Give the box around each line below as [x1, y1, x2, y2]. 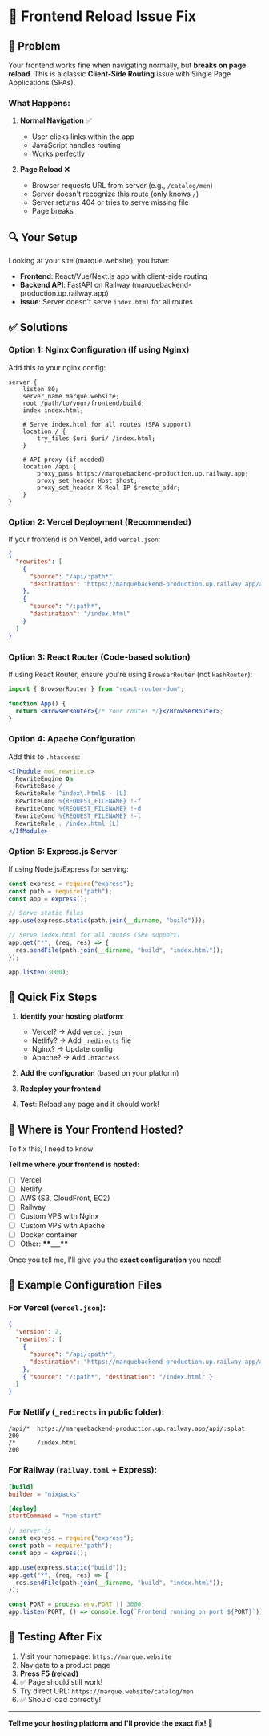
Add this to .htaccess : [8, 751, 81, 762]
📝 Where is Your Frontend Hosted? [8, 1122, 184, 1136]
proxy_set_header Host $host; [37, 476, 138, 484]
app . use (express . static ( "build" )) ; [8, 1563, 127, 1571]
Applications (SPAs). [8, 78, 76, 87]
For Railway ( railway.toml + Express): [8, 1464, 158, 1476]
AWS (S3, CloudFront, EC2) [19, 1193, 110, 1203]
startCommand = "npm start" [8, 1512, 102, 1521]
